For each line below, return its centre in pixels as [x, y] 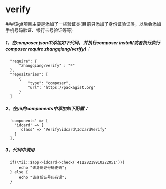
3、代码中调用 [20, 150]
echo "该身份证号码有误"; [43, 177]
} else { [19, 172]
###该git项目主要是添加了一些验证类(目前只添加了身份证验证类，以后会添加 [84, 24]
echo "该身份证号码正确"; [43, 168]
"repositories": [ [29, 74]
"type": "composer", [49, 83]
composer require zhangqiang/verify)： [48, 49]
